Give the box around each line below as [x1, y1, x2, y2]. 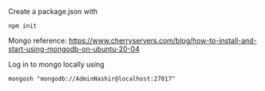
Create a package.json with [8, 7, 98, 16]
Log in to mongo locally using [8, 59, 105, 69]
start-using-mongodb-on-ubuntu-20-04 [8, 44, 140, 54]
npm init [8, 22, 37, 30]
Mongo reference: [8, 36, 67, 45]
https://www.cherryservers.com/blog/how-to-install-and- [68, 36, 257, 45]
